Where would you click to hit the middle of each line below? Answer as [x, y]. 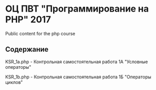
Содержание [27, 49]
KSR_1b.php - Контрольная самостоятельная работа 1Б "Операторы [78, 77]
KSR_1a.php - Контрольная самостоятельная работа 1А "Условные [77, 62]
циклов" [14, 82]
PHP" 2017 [28, 19]
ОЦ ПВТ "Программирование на [77, 9]
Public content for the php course [40, 33]
